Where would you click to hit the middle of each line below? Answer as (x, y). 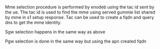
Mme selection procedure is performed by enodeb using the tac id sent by (80, 7)
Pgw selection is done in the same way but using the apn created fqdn (76, 41)
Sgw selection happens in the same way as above (55, 32)
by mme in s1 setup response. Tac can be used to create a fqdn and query (80, 17)
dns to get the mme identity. (33, 22)
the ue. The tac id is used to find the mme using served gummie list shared (80, 12)
